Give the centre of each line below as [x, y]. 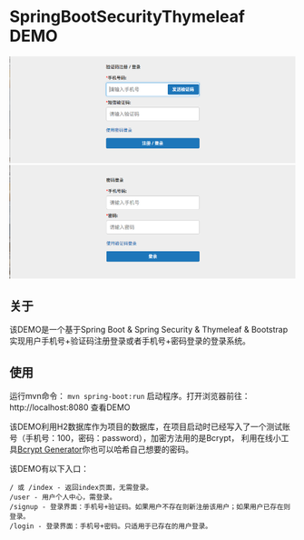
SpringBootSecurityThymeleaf [127, 17]
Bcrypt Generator [50, 450]
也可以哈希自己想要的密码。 [141, 450]
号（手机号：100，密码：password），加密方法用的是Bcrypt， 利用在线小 [145, 438]
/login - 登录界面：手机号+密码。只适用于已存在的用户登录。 [111, 526]
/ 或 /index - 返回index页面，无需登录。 [81, 488]
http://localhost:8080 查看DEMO [70, 407]
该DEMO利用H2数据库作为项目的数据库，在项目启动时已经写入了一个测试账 [150, 427]
